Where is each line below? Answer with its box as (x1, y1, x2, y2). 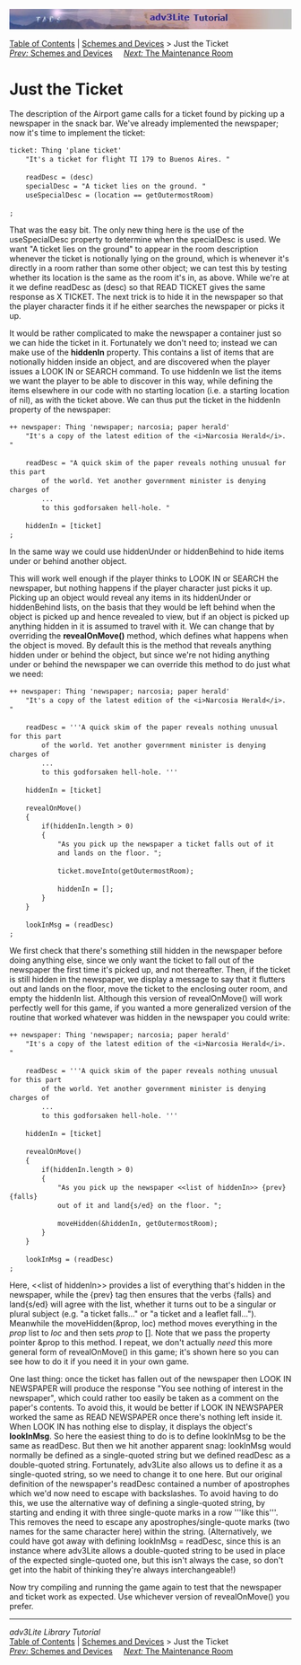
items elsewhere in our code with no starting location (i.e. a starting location (9, 385, 289, 396)
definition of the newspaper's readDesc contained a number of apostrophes (9, 1478, 290, 1490)
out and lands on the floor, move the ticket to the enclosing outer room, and (9, 983, 288, 994)
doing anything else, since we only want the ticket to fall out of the (9, 955, 254, 965)
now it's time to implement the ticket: (9, 128, 146, 138)
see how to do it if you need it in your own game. (9, 1356, 190, 1367)
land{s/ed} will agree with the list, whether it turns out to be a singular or (9, 1299, 277, 1310)
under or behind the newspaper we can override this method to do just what (9, 659, 291, 670)
